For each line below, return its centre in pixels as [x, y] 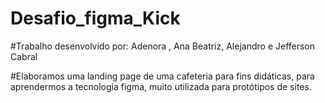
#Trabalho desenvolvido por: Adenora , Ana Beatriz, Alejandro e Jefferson [163, 46]
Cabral [24, 56]
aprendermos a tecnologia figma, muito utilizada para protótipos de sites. [161, 86]
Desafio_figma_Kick [95, 18]
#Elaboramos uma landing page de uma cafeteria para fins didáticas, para [162, 76]
